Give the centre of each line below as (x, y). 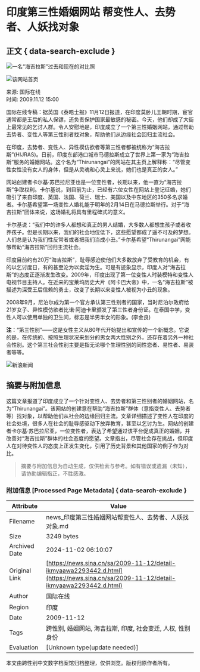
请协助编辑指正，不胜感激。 (55, 473)
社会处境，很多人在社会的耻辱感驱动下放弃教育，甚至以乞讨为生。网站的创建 (100, 423)
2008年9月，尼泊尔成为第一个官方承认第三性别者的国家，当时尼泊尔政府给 (98, 302)
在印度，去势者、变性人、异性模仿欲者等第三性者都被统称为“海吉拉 (88, 147)
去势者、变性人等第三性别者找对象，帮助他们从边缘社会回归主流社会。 (92, 134)
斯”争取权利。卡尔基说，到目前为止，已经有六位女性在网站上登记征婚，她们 (99, 189)
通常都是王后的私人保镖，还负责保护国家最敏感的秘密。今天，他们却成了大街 (100, 119)
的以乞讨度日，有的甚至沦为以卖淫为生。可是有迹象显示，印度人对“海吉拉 (96, 267)
